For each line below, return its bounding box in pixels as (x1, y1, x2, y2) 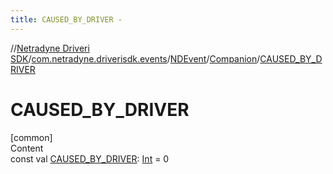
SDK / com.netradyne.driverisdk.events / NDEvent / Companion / (10, 52, 261, 65)
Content (10, 142, 44, 154)
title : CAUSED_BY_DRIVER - (10, 14, 123, 25)
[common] (10, 131, 53, 143)
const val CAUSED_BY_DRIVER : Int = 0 (10, 152, 170, 165)
